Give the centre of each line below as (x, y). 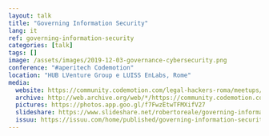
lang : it (23, 30)
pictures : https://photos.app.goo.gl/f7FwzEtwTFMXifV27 (110, 105)
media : (19, 82)
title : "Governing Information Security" (78, 23)
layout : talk (30, 16)
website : (30, 90)
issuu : (26, 120)
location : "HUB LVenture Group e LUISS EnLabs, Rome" (100, 75)
